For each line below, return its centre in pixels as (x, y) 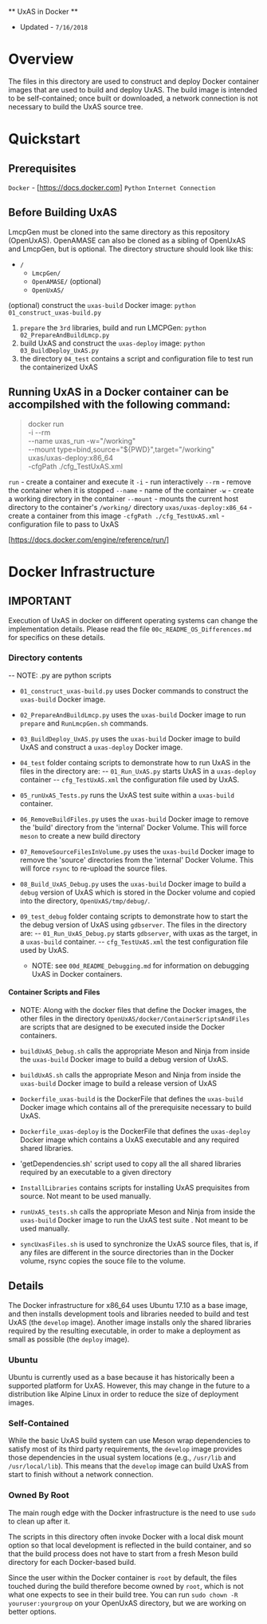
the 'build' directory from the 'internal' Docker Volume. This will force (133, 827)
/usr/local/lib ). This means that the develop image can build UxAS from (128, 1466)
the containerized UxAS (59, 367)
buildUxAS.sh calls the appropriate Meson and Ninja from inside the (130, 1075)
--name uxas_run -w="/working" (82, 441)
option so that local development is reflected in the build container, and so (130, 1545)
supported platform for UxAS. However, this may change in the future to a (129, 1386)
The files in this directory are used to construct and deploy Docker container (133, 81)
